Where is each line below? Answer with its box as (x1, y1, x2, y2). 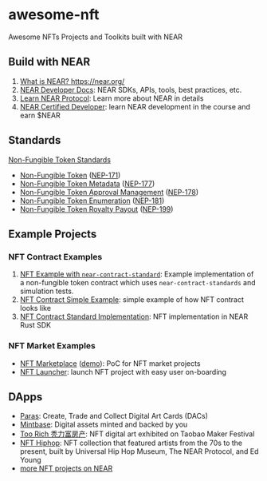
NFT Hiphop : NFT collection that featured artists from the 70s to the (19, 438, 243, 448)
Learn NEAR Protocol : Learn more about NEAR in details (19, 93, 204, 103)
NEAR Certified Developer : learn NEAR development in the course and (19, 101, 251, 111)
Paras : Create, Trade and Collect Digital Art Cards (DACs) (19, 411, 209, 421)
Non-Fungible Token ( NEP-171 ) (19, 170, 121, 180)
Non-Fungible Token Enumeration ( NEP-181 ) (19, 196, 165, 205)
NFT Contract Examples (8, 251, 103, 262)
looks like (19, 304, 52, 313)
